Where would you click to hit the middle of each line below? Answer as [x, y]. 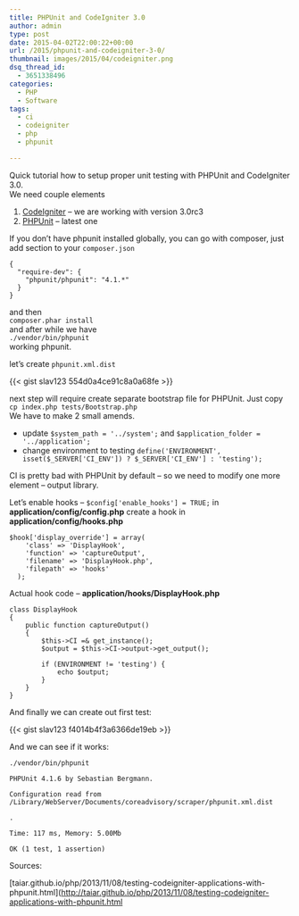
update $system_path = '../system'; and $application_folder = [141, 433]
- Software [37, 100]
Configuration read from [55, 794]
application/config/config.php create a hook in [97, 512]
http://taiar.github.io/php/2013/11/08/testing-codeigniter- [165, 892]
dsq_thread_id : [37, 68]
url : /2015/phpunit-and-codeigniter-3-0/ [87, 51]
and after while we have [53, 329]
